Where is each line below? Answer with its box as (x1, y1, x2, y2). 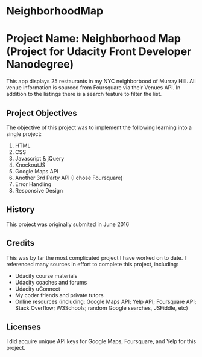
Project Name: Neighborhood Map (6, 32, 181, 46)
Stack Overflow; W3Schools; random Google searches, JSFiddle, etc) (14, 304, 188, 312)
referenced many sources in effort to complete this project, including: (6, 260, 179, 268)
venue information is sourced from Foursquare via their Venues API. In (6, 84, 181, 91)
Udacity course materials (14, 272, 78, 279)
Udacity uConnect (14, 285, 60, 292)
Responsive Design (14, 187, 63, 194)
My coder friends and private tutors (14, 291, 104, 298)
